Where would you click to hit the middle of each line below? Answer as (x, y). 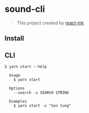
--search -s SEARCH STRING (41, 93)
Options (17, 88)
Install (14, 38)
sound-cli (25, 9)
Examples (18, 102)
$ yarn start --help (26, 67)
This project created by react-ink (50, 23)
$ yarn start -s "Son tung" (42, 106)
